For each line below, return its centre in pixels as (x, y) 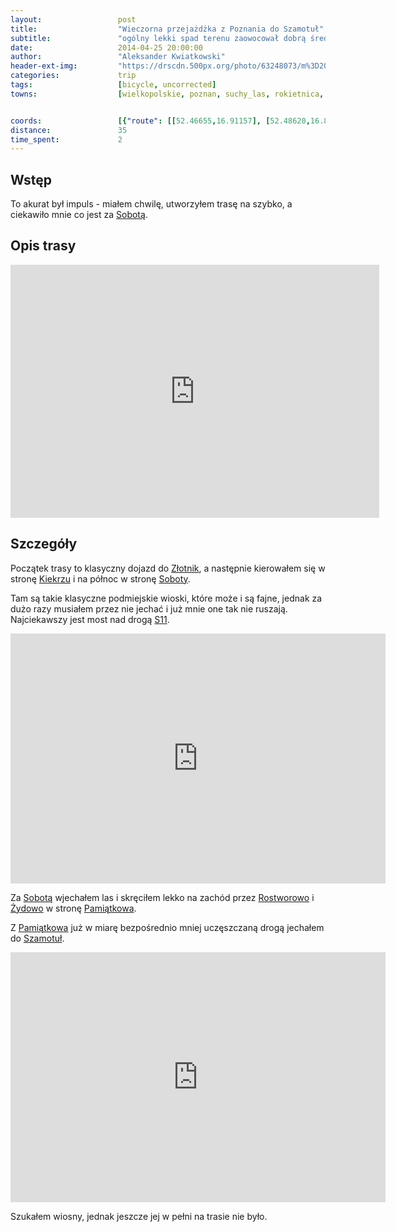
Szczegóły (44, 544)
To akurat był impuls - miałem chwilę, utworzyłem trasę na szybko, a (151, 204)
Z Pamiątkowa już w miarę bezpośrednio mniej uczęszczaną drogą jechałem (167, 927)
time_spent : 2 (66, 139)
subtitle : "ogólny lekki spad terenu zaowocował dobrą (158, 38)
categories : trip (73, 76)
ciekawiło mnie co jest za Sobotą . (79, 215)
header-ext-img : (44, 66)
